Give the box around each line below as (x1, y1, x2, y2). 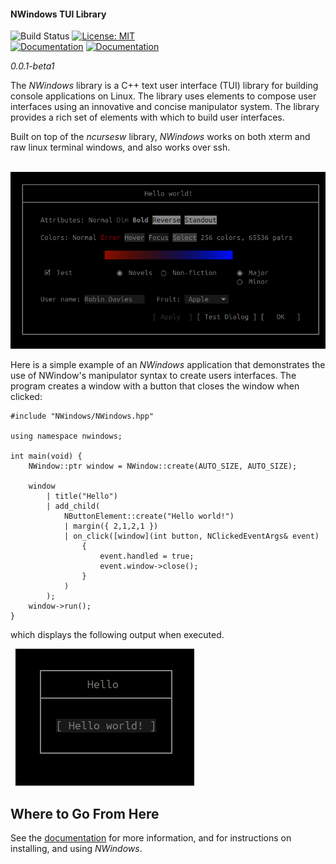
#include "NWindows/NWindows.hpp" (10, 411, 155, 422)
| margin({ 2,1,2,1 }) (63, 521, 159, 532)
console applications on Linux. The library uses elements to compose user (10, 90, 317, 102)
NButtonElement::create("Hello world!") (63, 511, 235, 522)
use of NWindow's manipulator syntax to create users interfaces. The (10, 370, 297, 382)
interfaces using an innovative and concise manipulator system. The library (10, 101, 320, 113)
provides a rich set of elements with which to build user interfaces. (10, 111, 285, 124)
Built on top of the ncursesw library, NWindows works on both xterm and (10, 131, 311, 143)
